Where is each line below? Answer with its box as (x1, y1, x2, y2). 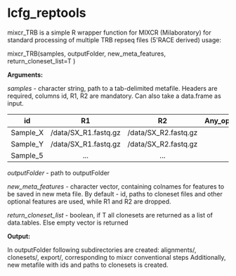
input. (7, 99, 25, 107)
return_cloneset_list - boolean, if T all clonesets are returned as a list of (7, 211, 213, 219)
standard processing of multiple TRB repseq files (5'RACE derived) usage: (7, 35, 221, 44)
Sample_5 (11, 150, 44, 160)
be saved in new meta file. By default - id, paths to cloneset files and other (7, 189, 223, 198)
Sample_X (11, 127, 44, 137)
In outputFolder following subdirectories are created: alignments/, (7, 245, 197, 254)
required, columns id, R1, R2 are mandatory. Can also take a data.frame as (7, 92, 221, 100)
